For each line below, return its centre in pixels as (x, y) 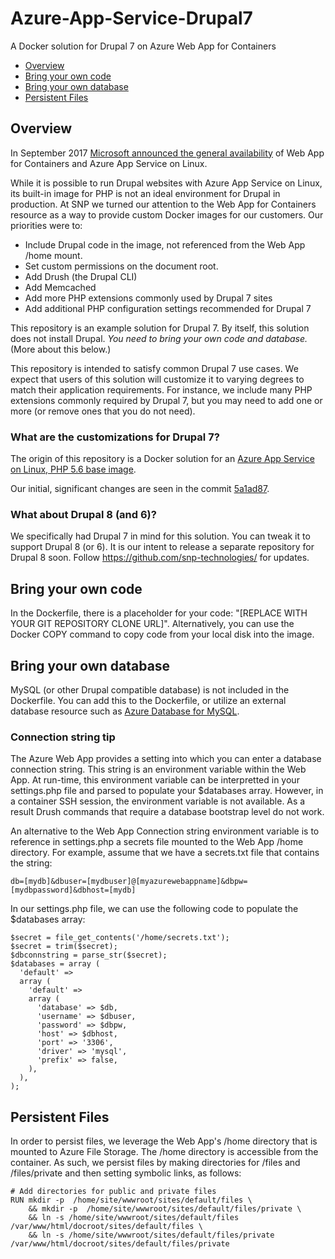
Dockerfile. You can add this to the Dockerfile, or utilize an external (148, 700)
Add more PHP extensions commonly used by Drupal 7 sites (148, 298)
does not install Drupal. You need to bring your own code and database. (159, 338)
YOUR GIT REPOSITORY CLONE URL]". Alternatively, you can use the (152, 624)
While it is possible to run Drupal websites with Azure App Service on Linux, (166, 183)
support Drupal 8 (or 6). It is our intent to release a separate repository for (162, 547)
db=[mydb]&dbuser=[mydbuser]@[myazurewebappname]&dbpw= (129, 882)
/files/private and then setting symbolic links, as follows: (126, 1173)
